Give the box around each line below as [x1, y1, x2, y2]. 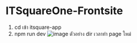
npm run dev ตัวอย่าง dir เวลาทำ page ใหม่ [14, 30, 132, 37]
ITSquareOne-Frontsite [5, 4, 123, 18]
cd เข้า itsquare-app [14, 24, 62, 31]
